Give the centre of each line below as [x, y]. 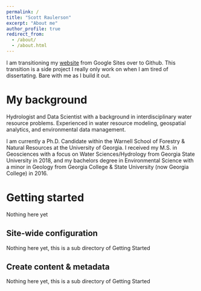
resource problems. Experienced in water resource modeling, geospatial [96, 123]
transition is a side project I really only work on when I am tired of [88, 69]
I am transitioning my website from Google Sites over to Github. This [91, 62]
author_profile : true [33, 29]
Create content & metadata [58, 267]
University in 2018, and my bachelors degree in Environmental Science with [100, 160]
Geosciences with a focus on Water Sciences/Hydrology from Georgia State [101, 154]
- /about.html [29, 46]
